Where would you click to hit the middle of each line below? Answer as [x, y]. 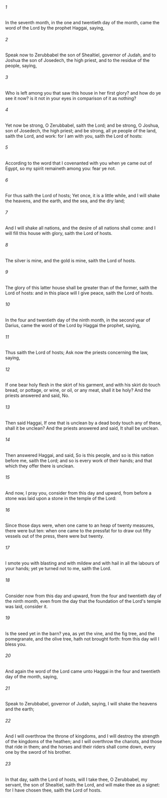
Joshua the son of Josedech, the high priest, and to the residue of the [77, 60]
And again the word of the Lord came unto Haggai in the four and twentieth [83, 671]
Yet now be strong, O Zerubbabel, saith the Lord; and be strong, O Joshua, [82, 125]
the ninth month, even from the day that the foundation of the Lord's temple [83, 601]
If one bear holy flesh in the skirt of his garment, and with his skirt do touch [83, 385]
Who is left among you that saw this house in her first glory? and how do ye [83, 93]
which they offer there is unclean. [40, 466]
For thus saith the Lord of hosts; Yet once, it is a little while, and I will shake [82, 196]
